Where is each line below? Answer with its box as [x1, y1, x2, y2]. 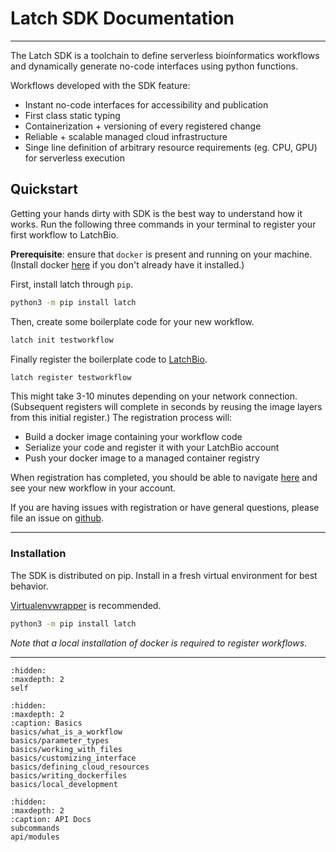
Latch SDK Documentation [10, 7, 235, 30]
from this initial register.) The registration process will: [10, 412, 233, 424]
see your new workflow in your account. [10, 482, 177, 494]
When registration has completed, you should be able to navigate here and [10, 472, 318, 484]
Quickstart [10, 181, 79, 198]
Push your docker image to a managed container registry [24, 452, 260, 464]
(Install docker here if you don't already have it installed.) [10, 258, 245, 271]
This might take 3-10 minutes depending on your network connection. [10, 390, 298, 402]
